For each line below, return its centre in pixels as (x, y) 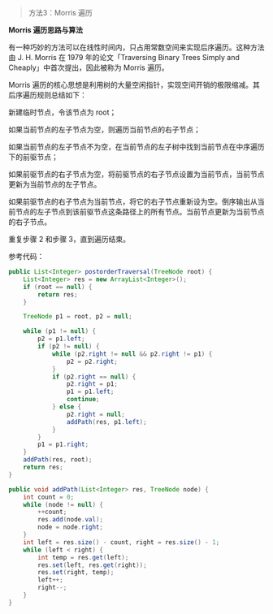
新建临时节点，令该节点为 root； (63, 112)
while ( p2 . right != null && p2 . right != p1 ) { (132, 354)
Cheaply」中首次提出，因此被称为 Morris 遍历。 (89, 67)
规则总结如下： (61, 95)
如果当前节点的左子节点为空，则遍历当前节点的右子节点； (104, 130)
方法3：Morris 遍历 (61, 13)
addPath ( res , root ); (58, 460)
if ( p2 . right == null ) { (94, 377)
